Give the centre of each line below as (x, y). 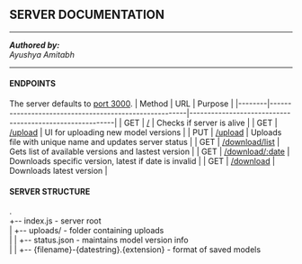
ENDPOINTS (33, 84)
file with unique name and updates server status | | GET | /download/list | (145, 142)
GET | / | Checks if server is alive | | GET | (200, 123)
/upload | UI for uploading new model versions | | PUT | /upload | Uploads (146, 132)
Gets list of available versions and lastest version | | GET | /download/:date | (150, 151)
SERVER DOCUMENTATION (87, 15)
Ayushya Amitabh (42, 54)
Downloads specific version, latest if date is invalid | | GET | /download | (142, 161)
